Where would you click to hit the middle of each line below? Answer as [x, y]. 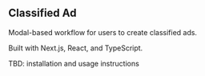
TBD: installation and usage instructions [74, 63]
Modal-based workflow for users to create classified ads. [103, 32]
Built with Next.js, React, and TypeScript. [76, 48]
